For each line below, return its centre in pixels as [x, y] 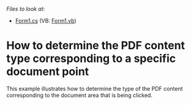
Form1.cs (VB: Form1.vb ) [46, 21]
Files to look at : [26, 9]
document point [48, 72]
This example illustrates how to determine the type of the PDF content [95, 88]
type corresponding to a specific [91, 59]
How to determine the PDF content [96, 46]
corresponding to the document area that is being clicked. [80, 95]
